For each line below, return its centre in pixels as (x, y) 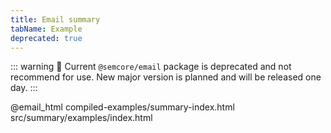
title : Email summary (55, 19)
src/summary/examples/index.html (81, 118)
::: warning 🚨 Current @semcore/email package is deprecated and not (151, 67)
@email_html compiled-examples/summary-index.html (122, 107)
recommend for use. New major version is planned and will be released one (166, 77)
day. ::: (24, 88)
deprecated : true (46, 38)
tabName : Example (46, 29)
